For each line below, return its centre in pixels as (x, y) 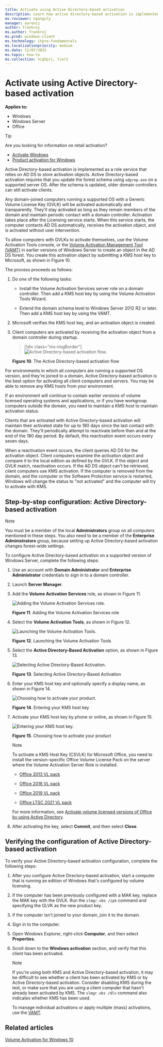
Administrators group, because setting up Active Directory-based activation (81, 541)
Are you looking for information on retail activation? (56, 146)
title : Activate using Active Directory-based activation (65, 9)
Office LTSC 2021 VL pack (45, 802)
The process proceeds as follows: (39, 270)
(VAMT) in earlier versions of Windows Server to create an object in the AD (80, 250)
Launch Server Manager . (37, 584)
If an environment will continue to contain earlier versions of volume (73, 395)
